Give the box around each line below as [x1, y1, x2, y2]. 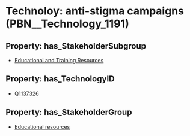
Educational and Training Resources [14, 57, 104, 64]
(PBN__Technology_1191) [5, 17, 130, 31]
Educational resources [14, 123, 70, 130]
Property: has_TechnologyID [5, 74, 115, 84]
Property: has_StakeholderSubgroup [5, 41, 147, 51]
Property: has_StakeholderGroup [5, 107, 132, 117]
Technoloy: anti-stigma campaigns [5, 4, 185, 18]
